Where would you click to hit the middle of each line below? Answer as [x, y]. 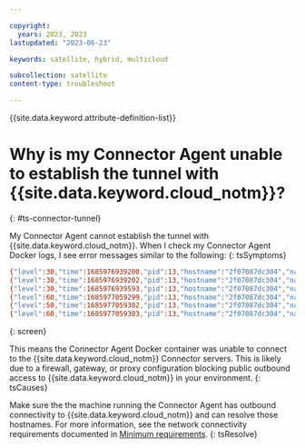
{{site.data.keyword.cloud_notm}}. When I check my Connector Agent [140, 245]
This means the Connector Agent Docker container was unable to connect [148, 349]
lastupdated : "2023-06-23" [60, 43]
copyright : [30, 25]
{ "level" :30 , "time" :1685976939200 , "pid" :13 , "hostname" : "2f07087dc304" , [148, 272]
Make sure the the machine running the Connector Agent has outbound [143, 405]
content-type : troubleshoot [63, 84]
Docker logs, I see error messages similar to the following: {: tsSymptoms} [148, 254]
